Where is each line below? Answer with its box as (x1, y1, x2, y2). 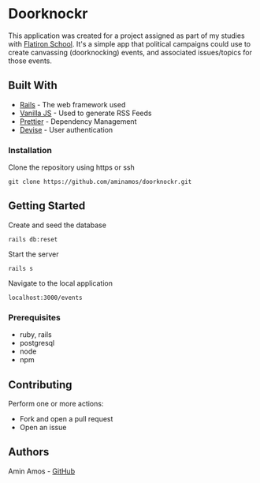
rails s (8, 264, 34, 272)
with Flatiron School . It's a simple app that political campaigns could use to (8, 39, 251, 48)
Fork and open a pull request (19, 414, 113, 423)
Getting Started (8, 199, 86, 213)
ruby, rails (19, 330, 53, 339)
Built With (8, 79, 58, 92)
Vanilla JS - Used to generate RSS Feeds (19, 108, 152, 118)
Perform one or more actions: (8, 399, 104, 408)
